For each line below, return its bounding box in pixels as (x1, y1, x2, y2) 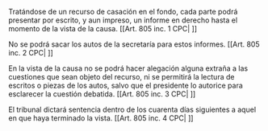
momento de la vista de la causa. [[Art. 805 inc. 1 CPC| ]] (8, 24, 198, 33)
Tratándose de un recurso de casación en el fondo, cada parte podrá (8, 7, 238, 16)
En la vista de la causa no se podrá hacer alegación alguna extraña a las (8, 63, 249, 73)
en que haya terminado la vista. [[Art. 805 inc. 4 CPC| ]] (8, 113, 194, 123)
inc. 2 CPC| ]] (8, 48, 54, 57)
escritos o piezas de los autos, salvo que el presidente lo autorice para (8, 80, 244, 90)
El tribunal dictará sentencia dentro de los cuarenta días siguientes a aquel (8, 104, 257, 114)
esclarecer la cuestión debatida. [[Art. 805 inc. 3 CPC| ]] (8, 89, 196, 99)
